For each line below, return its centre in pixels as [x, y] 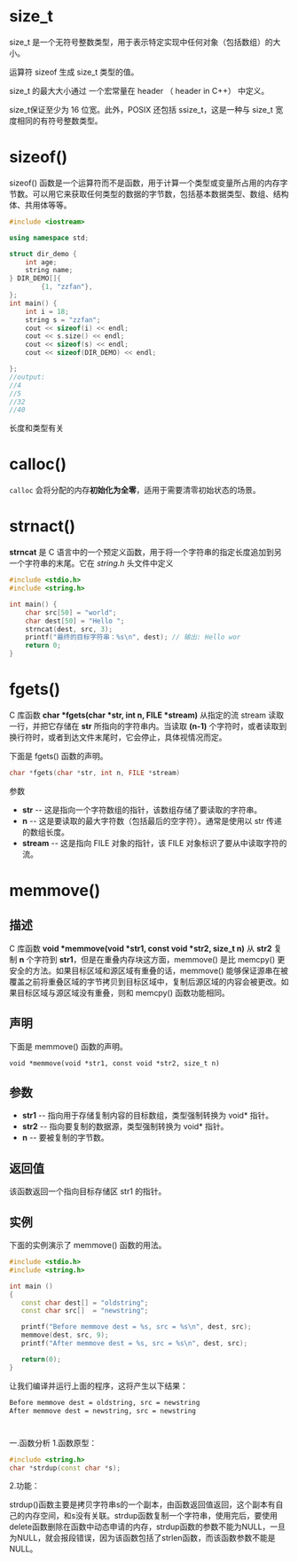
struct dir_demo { [43, 254]
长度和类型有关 [36, 428]
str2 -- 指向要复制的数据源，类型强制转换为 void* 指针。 [125, 1126]
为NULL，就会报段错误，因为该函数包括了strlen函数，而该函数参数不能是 [143, 1538]
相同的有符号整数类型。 [59, 121]
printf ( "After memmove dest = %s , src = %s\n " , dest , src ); [134, 1344]
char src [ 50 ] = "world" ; [71, 612]
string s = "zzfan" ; [63, 320]
